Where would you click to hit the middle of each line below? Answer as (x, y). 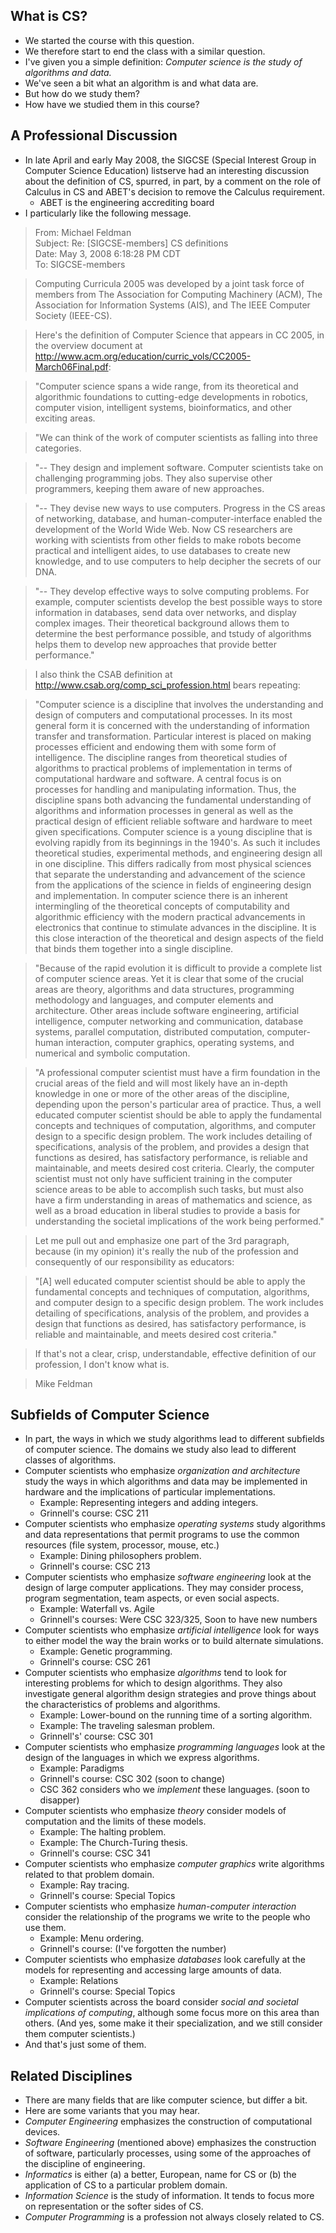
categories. (58, 448)
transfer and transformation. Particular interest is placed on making (173, 736)
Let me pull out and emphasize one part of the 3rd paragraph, (162, 1240)
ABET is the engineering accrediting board (127, 202)
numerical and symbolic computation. (112, 1053)
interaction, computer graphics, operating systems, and (180, 1042)
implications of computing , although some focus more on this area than (172, 2013)
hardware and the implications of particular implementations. (150, 1492)
